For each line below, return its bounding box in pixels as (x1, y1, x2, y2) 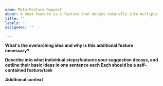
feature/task (26, 67, 53, 73)
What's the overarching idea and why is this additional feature (5, 43, 134, 48)
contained (5, 67, 26, 73)
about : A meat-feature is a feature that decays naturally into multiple (5, 12, 158, 16)
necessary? (5, 48, 30, 54)
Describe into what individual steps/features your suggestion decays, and (5, 57, 158, 63)
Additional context (5, 77, 44, 83)
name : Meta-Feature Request (5, 7, 62, 12)
